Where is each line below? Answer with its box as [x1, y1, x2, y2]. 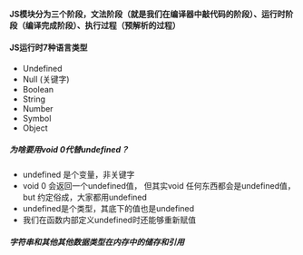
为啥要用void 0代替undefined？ [9, 144, 130, 155]
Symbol [22, 113, 52, 123]
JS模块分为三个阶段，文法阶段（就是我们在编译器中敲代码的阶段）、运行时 [9, 8, 286, 19]
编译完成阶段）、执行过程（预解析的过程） [24, 19, 181, 31]
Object [22, 123, 48, 133]
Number [22, 103, 54, 113]
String [22, 93, 46, 104]
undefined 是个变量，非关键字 [22, 169, 135, 180]
